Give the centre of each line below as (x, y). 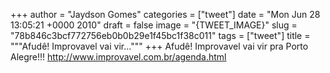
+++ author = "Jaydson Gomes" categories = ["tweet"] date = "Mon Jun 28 (165, 14)
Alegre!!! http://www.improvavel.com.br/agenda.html (118, 57)
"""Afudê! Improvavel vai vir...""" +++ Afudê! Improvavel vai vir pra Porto (159, 46)
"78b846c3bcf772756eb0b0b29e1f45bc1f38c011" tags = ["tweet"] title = (160, 35)
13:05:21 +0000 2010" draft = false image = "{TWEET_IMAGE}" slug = (154, 25)
